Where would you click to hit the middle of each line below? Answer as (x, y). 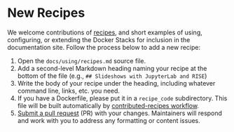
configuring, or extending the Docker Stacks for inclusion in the (99, 39)
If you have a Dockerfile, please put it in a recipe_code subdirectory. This (122, 98)
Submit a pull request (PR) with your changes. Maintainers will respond (120, 113)
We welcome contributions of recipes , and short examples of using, (105, 32)
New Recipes (46, 13)
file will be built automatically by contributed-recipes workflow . (108, 105)
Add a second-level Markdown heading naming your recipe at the (112, 68)
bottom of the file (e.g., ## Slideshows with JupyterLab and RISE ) (112, 76)
